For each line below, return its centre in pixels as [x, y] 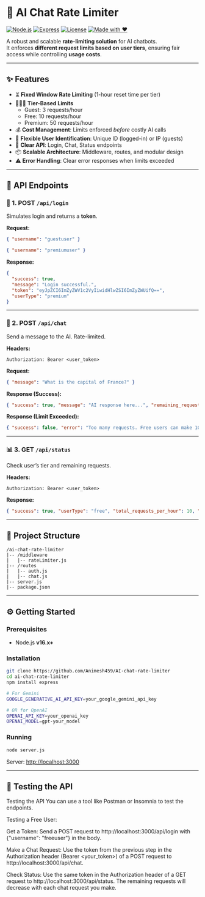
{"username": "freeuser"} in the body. [54, 838]
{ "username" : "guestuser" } [43, 239]
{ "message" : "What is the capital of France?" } [71, 382]
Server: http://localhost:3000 [43, 762]
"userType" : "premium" [41, 296]
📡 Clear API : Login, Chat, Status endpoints [68, 145]
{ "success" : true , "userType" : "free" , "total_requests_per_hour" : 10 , [101, 511]
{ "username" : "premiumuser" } [46, 250]
